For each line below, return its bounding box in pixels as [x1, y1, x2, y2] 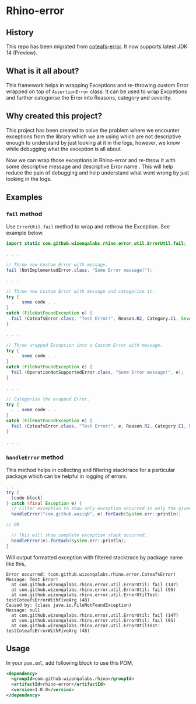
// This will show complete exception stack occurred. [11, 532, 148, 538]
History [6, 28, 34, 37]
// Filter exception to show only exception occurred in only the [11, 505, 176, 512]
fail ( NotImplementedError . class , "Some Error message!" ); [6, 267, 153, 273]
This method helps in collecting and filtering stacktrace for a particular [6, 466, 176, 473]
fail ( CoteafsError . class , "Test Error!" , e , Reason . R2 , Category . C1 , [11, 423, 187, 429]
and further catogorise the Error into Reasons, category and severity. [6, 94, 172, 101]
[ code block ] [11, 495, 43, 501]
